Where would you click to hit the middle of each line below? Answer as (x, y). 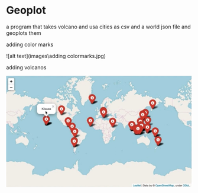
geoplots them (24, 33)
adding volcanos (26, 67)
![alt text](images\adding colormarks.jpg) (56, 56)
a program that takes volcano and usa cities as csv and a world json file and (98, 27)
